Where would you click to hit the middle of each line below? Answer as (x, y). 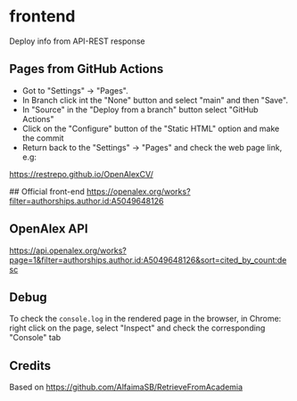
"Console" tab (35, 338)
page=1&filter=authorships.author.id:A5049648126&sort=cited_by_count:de (148, 259)
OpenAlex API (49, 229)
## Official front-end (47, 191)
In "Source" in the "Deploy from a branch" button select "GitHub (140, 110)
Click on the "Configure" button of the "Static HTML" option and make (151, 128)
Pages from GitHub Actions (87, 69)
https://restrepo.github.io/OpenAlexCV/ (81, 174)
